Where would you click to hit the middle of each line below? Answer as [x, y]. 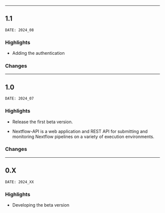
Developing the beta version [41, 205]
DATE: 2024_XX [20, 182]
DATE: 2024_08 [20, 30]
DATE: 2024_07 [20, 99]
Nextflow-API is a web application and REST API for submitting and [80, 131]
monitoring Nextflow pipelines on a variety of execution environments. [83, 137]
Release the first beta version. [42, 122]
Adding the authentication [38, 53]
